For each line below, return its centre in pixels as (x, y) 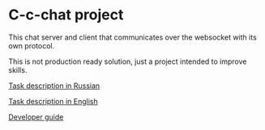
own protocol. (32, 45)
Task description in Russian (54, 86)
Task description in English (53, 101)
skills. (18, 69)
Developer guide (36, 117)
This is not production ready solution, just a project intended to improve (128, 61)
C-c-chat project (66, 15)
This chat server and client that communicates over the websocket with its (132, 37)
